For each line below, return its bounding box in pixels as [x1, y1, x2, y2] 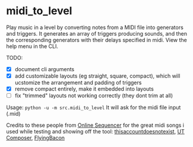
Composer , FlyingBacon [6, 135, 65, 142]
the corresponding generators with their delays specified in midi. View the [6, 36, 187, 43]
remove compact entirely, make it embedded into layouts [14, 85, 154, 92]
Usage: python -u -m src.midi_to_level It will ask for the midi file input [6, 104, 181, 111]
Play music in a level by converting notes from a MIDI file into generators [6, 24, 184, 31]
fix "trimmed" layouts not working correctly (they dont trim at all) [14, 92, 173, 99]
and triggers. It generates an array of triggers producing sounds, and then [6, 30, 187, 37]
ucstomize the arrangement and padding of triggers [14, 79, 142, 87]
